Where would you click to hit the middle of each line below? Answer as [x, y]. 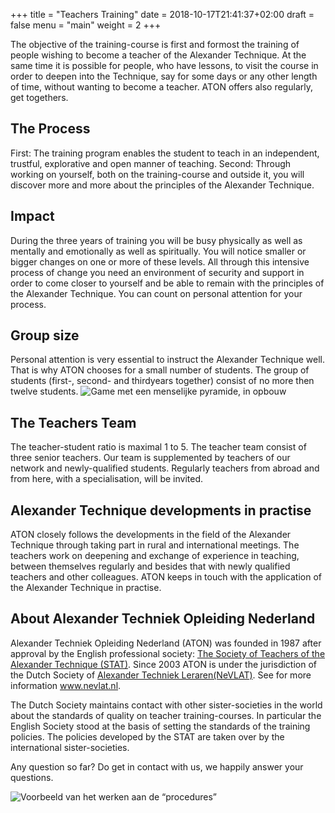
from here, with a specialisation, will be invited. [107, 479]
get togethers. [39, 97]
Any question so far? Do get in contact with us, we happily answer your [157, 766]
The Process [50, 129]
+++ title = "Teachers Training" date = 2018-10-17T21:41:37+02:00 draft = [162, 14]
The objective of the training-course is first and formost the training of [155, 44]
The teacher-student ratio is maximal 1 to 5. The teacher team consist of [158, 447]
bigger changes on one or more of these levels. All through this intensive [160, 261]
